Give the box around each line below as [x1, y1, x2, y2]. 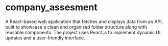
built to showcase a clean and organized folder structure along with [5, 24, 147, 30]
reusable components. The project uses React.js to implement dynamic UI [5, 29, 161, 35]
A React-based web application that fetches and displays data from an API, [5, 18, 163, 25]
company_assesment [5, 2, 98, 13]
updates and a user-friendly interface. [5, 35, 85, 41]
